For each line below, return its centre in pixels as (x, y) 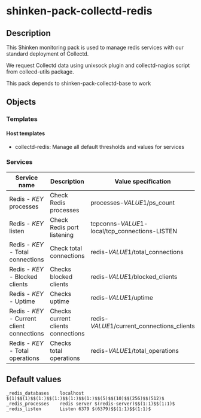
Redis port (64, 227)
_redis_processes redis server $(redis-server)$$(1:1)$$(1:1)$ (91, 404)
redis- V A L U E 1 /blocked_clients (134, 276)
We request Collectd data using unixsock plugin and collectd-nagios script (98, 65)
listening (62, 234)
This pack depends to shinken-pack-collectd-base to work (79, 83)
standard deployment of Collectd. (48, 54)
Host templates (26, 133)
